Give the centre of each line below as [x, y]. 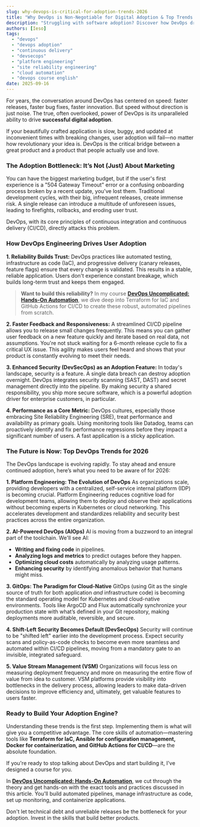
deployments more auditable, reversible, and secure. [71, 618]
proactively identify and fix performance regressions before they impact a [97, 429]
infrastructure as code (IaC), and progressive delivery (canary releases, [94, 263]
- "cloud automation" [38, 73]
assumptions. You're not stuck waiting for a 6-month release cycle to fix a [97, 343]
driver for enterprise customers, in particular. [61, 399]
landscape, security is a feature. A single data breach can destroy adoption [98, 374]
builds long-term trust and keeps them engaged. [65, 282]
